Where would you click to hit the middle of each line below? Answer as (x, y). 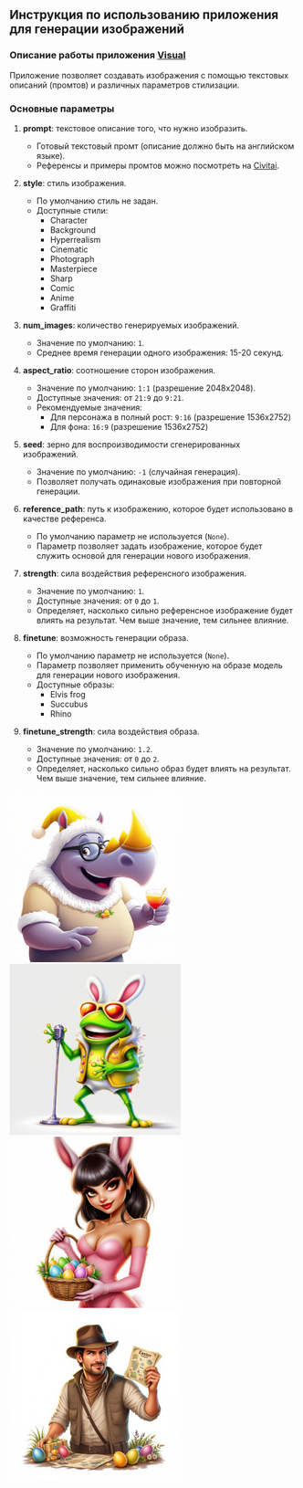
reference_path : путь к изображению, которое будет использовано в (158, 508)
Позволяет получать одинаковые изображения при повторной (158, 481)
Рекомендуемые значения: (89, 407)
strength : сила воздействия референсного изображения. (134, 573)
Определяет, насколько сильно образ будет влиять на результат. (163, 768)
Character (69, 220)
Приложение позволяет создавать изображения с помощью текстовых (149, 75)
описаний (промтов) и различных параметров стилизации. (125, 85)
